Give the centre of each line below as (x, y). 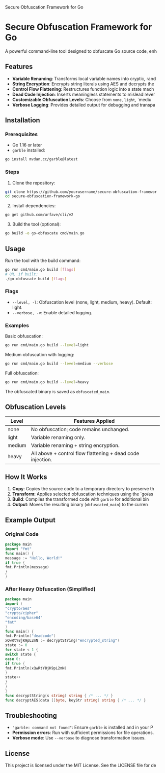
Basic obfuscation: (24, 336)
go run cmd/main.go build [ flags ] (41, 269)
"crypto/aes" (18, 609)
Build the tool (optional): (36, 224)
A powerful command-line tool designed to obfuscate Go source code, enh (81, 51)
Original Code (22, 534)
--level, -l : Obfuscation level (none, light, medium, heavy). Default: (82, 302)
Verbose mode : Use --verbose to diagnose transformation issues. (79, 738)
